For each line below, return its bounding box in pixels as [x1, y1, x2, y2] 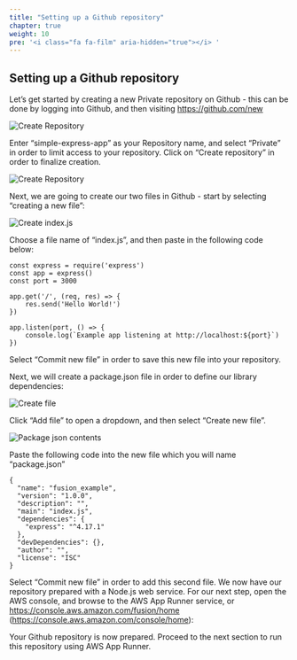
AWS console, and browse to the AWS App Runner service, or [9, 595, 235, 607]
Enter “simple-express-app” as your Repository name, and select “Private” [9, 138, 281, 149]
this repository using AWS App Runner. [9, 641, 152, 652]
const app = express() [9, 269, 93, 278]
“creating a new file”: [9, 200, 86, 211]
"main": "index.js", [17, 507, 93, 516]
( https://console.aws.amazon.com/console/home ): [9, 615, 194, 625]
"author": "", [17, 546, 69, 555]
